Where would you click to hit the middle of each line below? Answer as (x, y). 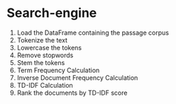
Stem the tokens (41, 62)
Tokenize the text (42, 40)
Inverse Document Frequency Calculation (77, 77)
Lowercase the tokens (49, 47)
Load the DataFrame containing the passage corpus (93, 33)
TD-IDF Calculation (45, 85)
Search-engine (52, 13)
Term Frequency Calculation (58, 70)
